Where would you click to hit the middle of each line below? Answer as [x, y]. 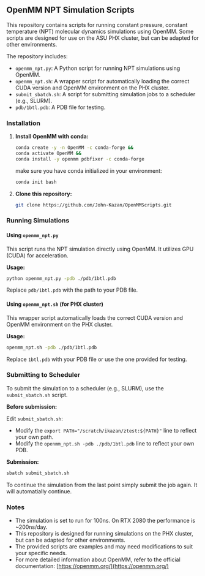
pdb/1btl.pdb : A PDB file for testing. [60, 107]
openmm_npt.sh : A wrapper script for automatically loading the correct [102, 81]
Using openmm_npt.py [32, 235]
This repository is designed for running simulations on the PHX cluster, [104, 534]
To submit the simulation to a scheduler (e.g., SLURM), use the [85, 388]
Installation [24, 123]
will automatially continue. [39, 491]
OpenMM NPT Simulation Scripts [70, 10]
